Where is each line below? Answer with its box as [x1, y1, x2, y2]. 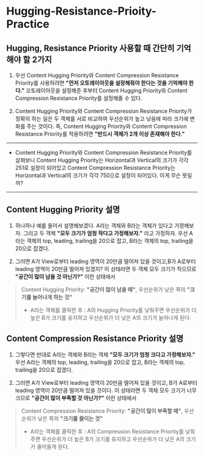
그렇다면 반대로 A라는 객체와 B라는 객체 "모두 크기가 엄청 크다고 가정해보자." [15, 351, 195, 358]
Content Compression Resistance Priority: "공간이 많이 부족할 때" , [21, 407, 183, 415]
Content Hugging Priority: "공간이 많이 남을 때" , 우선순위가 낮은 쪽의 [21, 286, 186, 293]
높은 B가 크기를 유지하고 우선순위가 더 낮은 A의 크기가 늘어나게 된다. [30, 314, 191, 321]
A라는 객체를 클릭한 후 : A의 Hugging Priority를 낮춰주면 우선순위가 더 [30, 306, 197, 314]
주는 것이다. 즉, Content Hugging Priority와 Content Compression [26, 123, 187, 130]
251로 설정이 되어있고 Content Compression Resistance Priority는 [15, 164, 176, 171]
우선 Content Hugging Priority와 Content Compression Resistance [15, 72, 179, 79]
